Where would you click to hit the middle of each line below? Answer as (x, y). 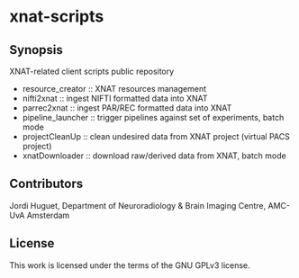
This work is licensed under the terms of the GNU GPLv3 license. (130, 265)
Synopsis (36, 50)
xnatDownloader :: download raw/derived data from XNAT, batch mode (154, 156)
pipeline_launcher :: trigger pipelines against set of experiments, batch (153, 117)
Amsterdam (48, 215)
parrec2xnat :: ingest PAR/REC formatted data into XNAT (127, 108)
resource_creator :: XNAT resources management (114, 89)
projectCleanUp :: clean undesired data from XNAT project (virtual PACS (156, 136)
